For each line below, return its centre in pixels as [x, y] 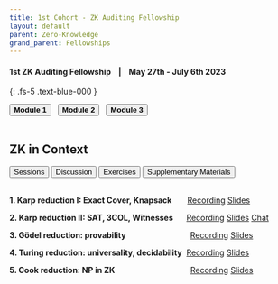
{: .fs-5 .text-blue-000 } [53, 92]
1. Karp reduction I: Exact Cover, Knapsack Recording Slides [130, 200]
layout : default [40, 26]
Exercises [120, 172]
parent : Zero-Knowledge [54, 34]
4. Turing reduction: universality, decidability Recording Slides [130, 252]
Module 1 [30, 110]
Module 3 [127, 110]
